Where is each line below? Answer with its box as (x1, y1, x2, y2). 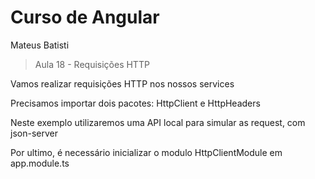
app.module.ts (10, 157, 70, 169)
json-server (10, 127, 58, 139)
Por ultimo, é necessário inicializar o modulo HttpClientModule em (10, 146, 283, 158)
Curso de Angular (10, 6, 160, 29)
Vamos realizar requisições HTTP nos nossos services (10, 77, 235, 90)
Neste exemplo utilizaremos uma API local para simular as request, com (10, 116, 306, 128)
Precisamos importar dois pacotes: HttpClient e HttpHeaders (10, 97, 261, 109)
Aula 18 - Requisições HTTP (34, 58, 150, 70)
